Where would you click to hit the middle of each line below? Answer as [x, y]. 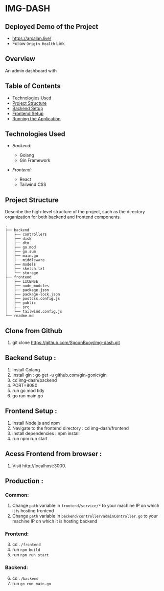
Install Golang [26, 369]
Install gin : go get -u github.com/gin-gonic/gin [59, 375]
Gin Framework [35, 160]
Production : [24, 481]
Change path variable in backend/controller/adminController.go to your [85, 516]
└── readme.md [20, 316]
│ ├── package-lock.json [33, 295]
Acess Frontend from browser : [53, 454]
